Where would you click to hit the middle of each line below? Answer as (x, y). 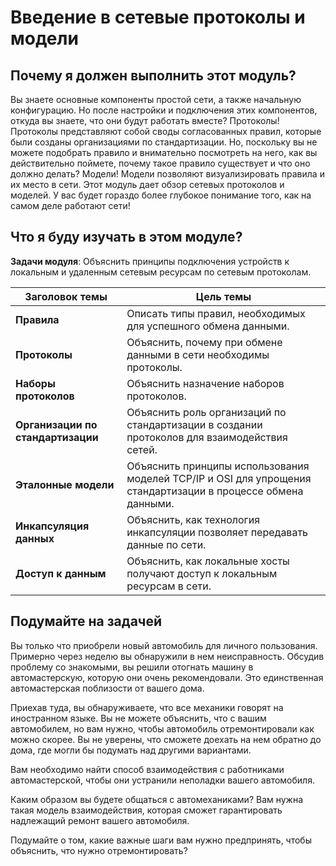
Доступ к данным (61, 573)
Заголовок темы (66, 296)
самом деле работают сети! (70, 205)
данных (35, 538)
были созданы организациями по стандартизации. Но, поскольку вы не (164, 142)
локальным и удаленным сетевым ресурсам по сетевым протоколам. (161, 272)
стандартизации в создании (194, 424)
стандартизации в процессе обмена (215, 491)
